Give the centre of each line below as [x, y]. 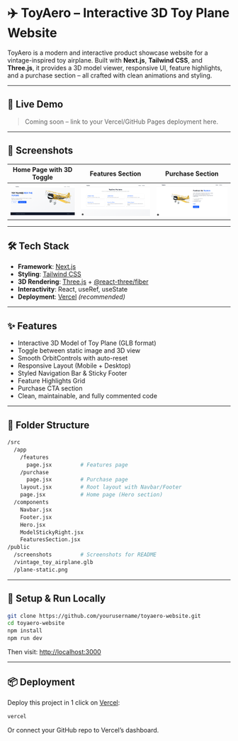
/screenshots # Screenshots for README [85, 555]
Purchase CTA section [50, 388]
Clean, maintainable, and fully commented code [87, 396]
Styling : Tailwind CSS [49, 274]
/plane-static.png [41, 570]
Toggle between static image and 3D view [79, 351]
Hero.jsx [33, 525]
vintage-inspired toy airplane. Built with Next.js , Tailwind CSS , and [105, 60]
